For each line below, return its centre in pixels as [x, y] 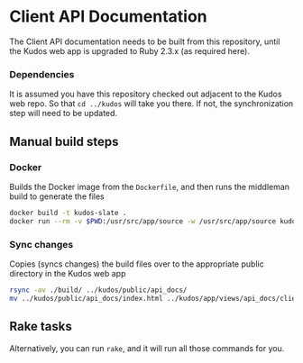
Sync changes [41, 244]
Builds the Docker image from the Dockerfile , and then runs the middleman [150, 186]
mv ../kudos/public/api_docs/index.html [87, 298]
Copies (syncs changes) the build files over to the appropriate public [137, 264]
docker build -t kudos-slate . [68, 213]
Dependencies [42, 74]
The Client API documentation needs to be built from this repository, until [145, 41]
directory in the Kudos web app [68, 273]
